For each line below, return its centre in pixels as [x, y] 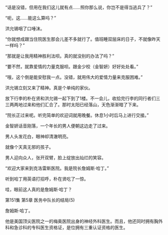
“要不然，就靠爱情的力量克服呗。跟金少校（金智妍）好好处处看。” [72, 67]
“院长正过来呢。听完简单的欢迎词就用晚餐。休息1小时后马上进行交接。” [77, 115]
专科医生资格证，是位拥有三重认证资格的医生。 [79, 228]
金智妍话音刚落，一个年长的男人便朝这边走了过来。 [58, 126]
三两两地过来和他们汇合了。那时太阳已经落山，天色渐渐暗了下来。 [73, 105]
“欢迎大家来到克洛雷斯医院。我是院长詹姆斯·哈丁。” [57, 168]
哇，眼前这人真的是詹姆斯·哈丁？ [39, 189]
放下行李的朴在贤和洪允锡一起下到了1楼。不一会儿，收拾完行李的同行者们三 [83, 98]
